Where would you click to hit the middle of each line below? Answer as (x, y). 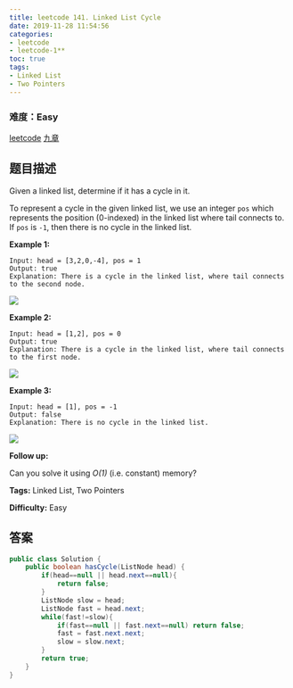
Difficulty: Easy (38, 507)
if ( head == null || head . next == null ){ (109, 576)
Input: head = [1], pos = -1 (63, 407)
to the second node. (48, 284)
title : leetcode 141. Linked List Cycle (85, 17)
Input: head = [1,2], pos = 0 (65, 334)
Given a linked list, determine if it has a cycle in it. (100, 191)
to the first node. (45, 357)
